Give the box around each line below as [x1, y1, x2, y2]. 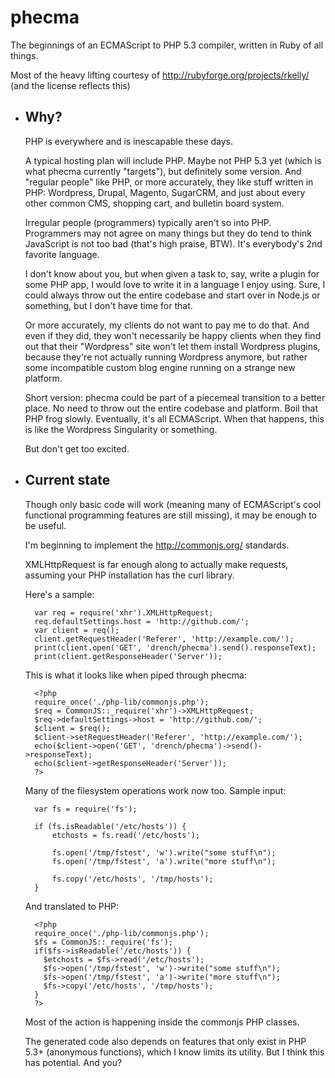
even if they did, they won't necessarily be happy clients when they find [24, 329, 322, 341]
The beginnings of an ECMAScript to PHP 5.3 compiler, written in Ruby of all [10, 39, 324, 51]
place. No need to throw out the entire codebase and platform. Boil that [24, 402, 318, 414]
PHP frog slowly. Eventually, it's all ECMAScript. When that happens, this [24, 412, 325, 425]
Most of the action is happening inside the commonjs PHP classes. [24, 1016, 300, 1028]
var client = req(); [34, 625, 120, 635]
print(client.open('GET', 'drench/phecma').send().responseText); [34, 642, 317, 653]
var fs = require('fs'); [34, 804, 138, 814]
